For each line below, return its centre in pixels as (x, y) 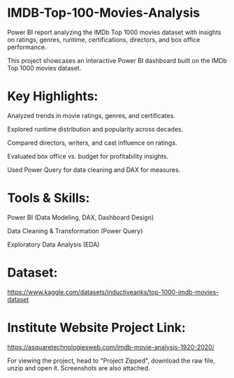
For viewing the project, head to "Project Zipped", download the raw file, (111, 361)
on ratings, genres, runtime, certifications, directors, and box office (104, 39)
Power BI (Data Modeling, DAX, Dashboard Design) (81, 217)
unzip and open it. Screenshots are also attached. (79, 368)
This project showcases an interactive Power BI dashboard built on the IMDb (117, 60)
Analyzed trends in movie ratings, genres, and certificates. (92, 115)
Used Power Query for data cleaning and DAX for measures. (94, 170)
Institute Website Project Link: (97, 327)
